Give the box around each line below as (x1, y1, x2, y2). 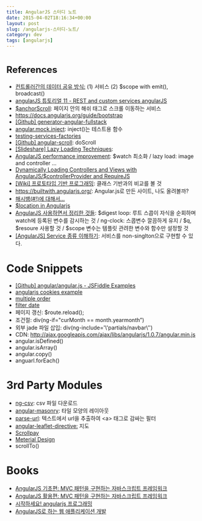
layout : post (6, 20, 40, 26)
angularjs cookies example (15, 288, 83, 296)
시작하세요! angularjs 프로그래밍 (15, 500, 93, 507)
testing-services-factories (15, 132, 81, 140)
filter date (15, 301, 40, 309)
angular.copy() (15, 350, 52, 358)
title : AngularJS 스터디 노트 (6, 9, 77, 15)
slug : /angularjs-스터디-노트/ (6, 26, 79, 32)
